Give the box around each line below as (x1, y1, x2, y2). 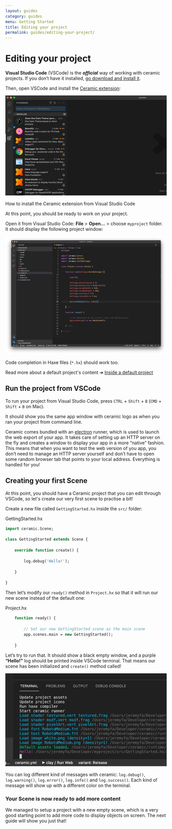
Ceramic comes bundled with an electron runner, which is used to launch (5, 428, 160, 435)
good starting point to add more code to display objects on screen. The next (5, 813, 166, 819)
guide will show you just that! (5, 818, 67, 824)
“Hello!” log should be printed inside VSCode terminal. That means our (5, 657, 156, 663)
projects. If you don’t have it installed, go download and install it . (5, 75, 141, 82)
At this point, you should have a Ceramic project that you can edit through (5, 490, 161, 496)
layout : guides (5, 8, 38, 13)
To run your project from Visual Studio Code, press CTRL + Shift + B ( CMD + (5, 398, 162, 404)
